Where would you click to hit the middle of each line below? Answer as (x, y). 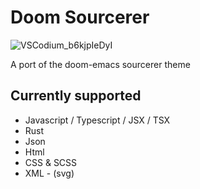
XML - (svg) (49, 173)
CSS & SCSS (51, 162)
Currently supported (76, 96)
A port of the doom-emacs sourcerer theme (100, 64)
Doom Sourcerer (80, 17)
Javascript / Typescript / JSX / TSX (97, 120)
